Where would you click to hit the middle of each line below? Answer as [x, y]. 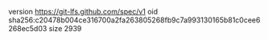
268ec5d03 [28, 28]
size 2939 [65, 28]
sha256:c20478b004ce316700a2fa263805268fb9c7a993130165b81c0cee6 [134, 20]
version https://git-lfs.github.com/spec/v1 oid [83, 12]
